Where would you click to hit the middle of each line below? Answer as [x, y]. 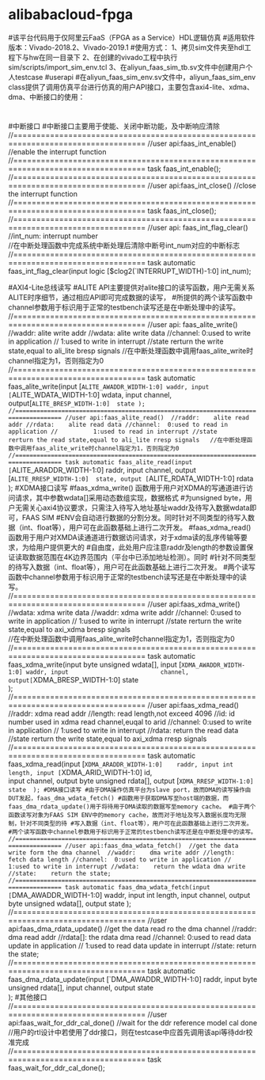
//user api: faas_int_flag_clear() [198, 228]
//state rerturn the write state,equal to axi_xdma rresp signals [108, 739]
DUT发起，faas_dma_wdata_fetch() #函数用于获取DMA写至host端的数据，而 [119, 799]
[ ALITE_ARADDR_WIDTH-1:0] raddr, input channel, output [102, 470]
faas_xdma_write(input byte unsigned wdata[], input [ [95, 665]
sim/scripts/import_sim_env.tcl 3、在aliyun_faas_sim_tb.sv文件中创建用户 [127, 67]
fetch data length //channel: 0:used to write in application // [120, 860]
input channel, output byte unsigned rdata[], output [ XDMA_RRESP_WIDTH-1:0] [131, 781]
